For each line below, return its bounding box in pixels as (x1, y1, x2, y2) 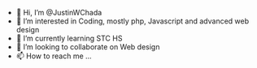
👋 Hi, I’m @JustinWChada (15, 8, 102, 17)
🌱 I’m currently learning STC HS (15, 33, 123, 43)
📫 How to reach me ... (15, 51, 92, 61)
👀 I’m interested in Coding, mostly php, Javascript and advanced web (15, 16, 250, 26)
